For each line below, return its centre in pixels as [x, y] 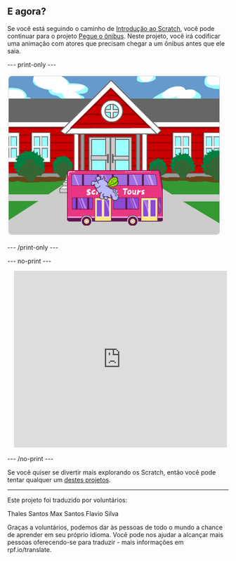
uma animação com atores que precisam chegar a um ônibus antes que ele [116, 43]
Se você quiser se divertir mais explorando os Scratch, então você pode [112, 472]
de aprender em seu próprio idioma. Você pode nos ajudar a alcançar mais [115, 534]
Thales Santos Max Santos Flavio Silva [63, 513]
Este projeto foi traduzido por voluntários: [67, 500]
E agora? [27, 12]
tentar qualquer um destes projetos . [59, 479]
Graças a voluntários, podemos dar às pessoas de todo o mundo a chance [115, 527]
